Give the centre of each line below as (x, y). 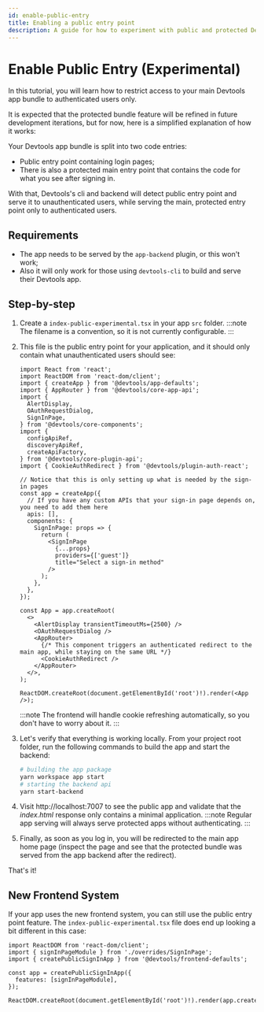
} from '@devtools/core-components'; (81, 424)
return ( (55, 535)
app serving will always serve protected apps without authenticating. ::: (135, 823)
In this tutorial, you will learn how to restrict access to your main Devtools (127, 91)
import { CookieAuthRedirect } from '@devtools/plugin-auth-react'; (134, 465)
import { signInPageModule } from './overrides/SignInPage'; (110, 953)
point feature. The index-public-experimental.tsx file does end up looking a (132, 923)
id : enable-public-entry (49, 15)
